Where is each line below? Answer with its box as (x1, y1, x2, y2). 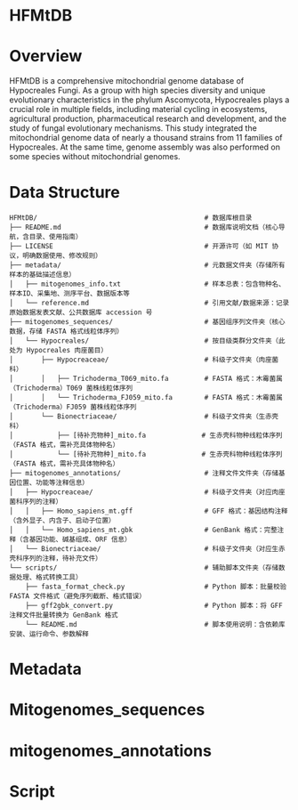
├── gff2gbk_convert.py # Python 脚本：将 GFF (25, 602, 283, 611)
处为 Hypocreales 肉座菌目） (9, 346, 109, 355)
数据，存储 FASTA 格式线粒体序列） (9, 327, 124, 336)
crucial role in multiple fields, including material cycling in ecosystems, (9, 104, 268, 115)
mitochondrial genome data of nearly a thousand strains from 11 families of (9, 133, 283, 143)
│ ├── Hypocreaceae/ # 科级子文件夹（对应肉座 (9, 488, 286, 497)
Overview (9, 46, 83, 67)
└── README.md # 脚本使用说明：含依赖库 (25, 620, 286, 629)
